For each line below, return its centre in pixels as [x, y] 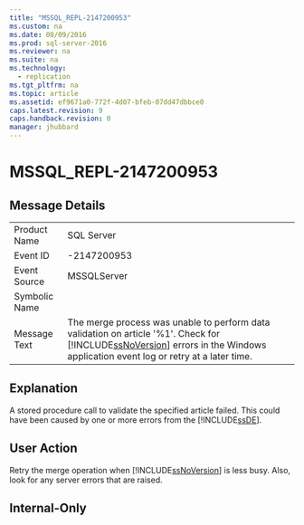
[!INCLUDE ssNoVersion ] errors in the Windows [167, 345]
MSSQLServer [98, 276]
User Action [44, 449]
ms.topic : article [44, 93]
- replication [44, 77]
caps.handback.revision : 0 [60, 119]
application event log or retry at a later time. [160, 356]
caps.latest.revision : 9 [56, 110]
